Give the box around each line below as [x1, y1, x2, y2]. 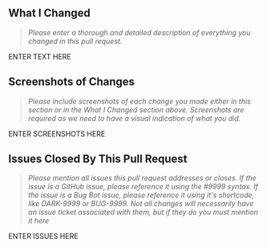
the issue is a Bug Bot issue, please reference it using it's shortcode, [27, 190, 255, 200]
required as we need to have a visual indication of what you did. [27, 113, 241, 123]
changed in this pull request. [27, 36, 123, 46]
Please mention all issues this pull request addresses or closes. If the [27, 173, 257, 183]
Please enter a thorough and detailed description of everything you [27, 27, 251, 37]
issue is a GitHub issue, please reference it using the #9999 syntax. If [27, 182, 259, 192]
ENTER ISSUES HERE [8, 232, 79, 241]
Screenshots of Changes [8, 75, 135, 89]
